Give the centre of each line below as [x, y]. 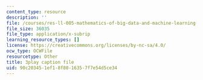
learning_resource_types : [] [43, 40]
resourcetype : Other [32, 57]
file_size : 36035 [28, 29]
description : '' [27, 17]
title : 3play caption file [40, 62]
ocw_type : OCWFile [29, 51]
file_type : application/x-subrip [48, 34]
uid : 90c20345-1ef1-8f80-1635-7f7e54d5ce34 [62, 68]
